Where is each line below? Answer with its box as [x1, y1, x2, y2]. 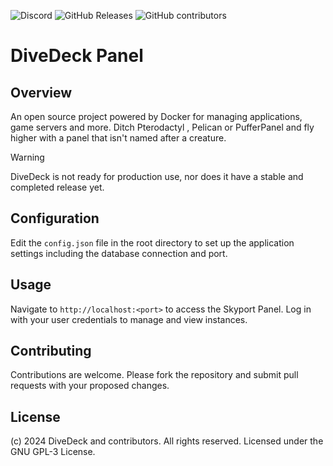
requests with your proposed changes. [10, 380, 170, 392]
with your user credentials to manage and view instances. [10, 313, 248, 325]
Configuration [10, 210, 100, 227]
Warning [10, 151, 45, 163]
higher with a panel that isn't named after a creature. [10, 132, 227, 144]
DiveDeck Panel [10, 45, 144, 67]
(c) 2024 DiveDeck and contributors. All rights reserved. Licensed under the [10, 435, 324, 447]
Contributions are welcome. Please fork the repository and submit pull [10, 369, 299, 381]
